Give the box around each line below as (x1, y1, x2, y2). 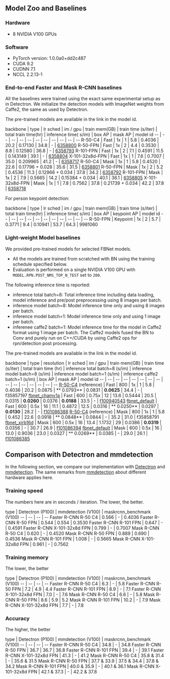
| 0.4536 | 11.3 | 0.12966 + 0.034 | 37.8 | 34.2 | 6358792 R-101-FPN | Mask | (5, 169, 163, 175)
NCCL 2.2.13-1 (12, 71, 43, 77)
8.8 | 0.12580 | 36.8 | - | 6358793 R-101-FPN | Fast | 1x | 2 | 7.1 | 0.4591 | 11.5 (5, 147, 164, 154)
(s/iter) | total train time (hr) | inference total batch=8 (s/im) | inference (5, 365, 152, 371)
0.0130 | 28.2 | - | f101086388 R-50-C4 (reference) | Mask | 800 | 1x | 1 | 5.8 (5, 408, 165, 415)
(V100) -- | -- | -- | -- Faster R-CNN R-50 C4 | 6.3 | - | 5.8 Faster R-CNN (5, 580, 156, 586)
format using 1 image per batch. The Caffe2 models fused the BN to (12, 329, 154, 335)
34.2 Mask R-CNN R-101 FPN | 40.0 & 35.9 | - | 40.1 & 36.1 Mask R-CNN (5, 663, 155, 669)
